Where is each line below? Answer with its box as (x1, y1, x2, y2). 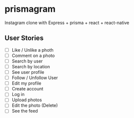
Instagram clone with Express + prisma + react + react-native (4, 20, 130, 26)
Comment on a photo (11, 53, 55, 59)
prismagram (4, 3, 56, 15)
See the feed (11, 108, 38, 114)
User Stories (4, 34, 44, 42)
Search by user (11, 58, 43, 64)
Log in (11, 91, 25, 97)
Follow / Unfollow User (11, 75, 58, 81)
